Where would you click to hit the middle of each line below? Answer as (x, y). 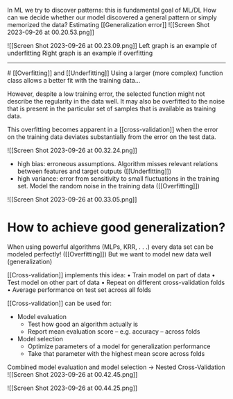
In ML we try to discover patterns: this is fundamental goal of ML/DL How (112, 10)
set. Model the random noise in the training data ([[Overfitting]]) (108, 186)
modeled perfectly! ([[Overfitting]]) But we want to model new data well (109, 254)
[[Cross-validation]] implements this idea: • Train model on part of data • (111, 275)
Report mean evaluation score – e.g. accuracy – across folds (114, 331)
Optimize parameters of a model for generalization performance (119, 346)
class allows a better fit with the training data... (74, 80)
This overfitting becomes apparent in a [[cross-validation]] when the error (113, 129)
